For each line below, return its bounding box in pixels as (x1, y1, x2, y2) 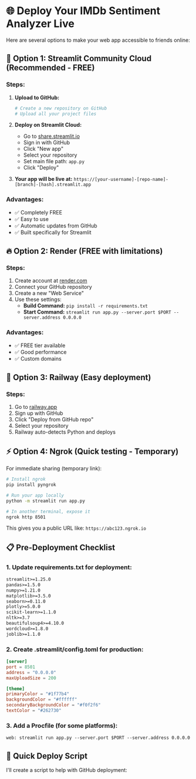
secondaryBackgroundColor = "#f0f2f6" (6, 702, 101, 708)
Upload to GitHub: (14, 94, 60, 101)
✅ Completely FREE (14, 209, 63, 216)
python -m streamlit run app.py (6, 498, 85, 504)
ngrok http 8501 (6, 514, 46, 520)
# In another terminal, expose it (6, 509, 91, 514)
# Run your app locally (6, 492, 65, 499)
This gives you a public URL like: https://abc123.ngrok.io (6, 524, 147, 532)
